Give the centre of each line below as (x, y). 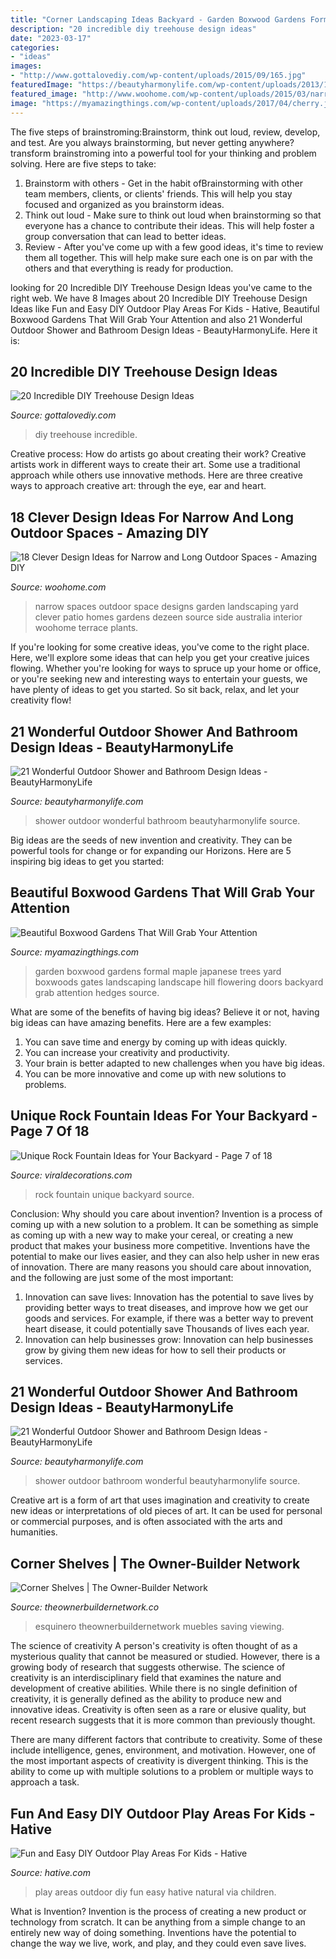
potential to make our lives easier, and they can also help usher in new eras (165, 1256)
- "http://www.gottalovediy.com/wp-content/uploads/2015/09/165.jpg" (158, 76)
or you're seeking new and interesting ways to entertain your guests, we (159, 679)
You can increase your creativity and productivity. (127, 1052)
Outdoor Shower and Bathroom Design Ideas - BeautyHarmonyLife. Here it (164, 330)
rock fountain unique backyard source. (114, 1194)
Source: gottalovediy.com (63, 415)
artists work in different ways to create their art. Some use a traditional (155, 465)
